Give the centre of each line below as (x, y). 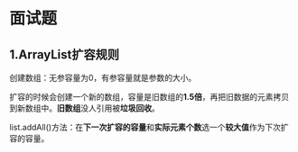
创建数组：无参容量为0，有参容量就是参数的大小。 (103, 78)
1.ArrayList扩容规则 (65, 54)
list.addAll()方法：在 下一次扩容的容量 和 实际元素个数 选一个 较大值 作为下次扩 (149, 127)
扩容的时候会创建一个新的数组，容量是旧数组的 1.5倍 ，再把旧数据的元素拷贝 (149, 97)
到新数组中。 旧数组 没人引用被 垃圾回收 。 (84, 108)
